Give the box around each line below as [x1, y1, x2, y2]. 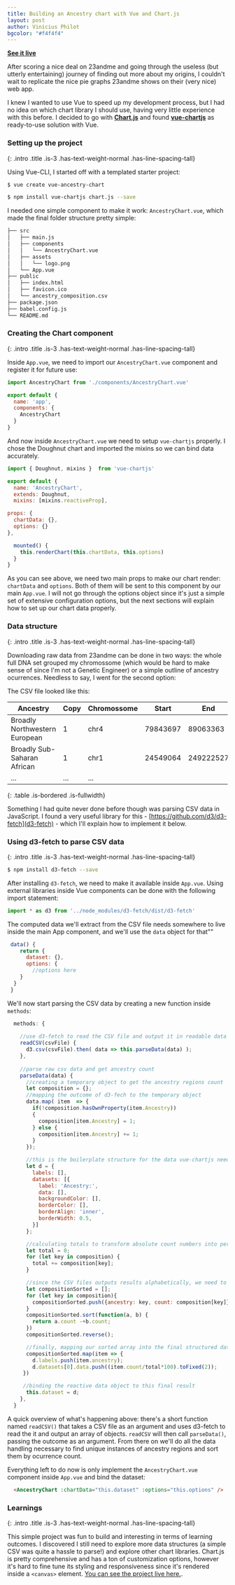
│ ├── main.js [7, 234, 55, 241]
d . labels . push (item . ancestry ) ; [32, 1357, 124, 1364]
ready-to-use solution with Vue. [7, 120, 99, 129]
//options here [32, 967, 77, 974]
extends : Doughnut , [13, 491, 71, 498]
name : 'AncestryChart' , [13, 484, 83, 491]
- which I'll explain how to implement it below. [55, 819, 187, 828]
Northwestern [10, 724, 57, 733]
